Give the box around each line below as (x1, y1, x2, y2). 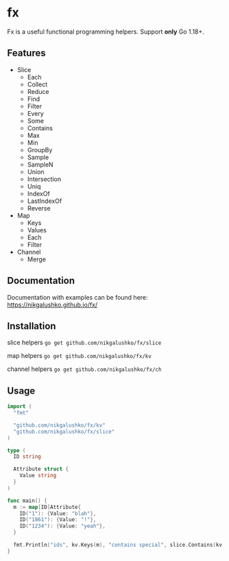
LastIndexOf (27, 197, 62, 205)
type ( (7, 447, 26, 454)
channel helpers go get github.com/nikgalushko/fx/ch (7, 365, 162, 373)
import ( (7, 403, 32, 410)
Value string (19, 472, 57, 479)
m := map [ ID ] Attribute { (13, 503, 81, 510)
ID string (13, 453, 41, 460)
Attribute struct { (13, 466, 69, 473)
